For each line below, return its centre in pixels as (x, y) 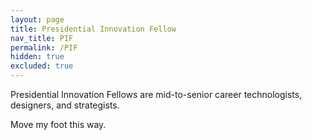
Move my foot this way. (58, 124)
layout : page (37, 19)
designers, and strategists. (65, 105)
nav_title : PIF (42, 38)
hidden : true (37, 57)
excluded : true (42, 66)
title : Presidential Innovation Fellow (93, 29)
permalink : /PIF (44, 47)
